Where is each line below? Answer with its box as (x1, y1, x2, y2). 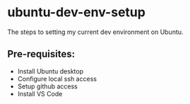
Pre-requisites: (7, 48, 76, 60)
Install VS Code (17, 89, 63, 98)
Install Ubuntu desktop (17, 67, 83, 75)
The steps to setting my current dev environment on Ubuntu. (7, 28, 184, 36)
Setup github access (17, 82, 78, 91)
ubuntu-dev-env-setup (7, 4, 146, 21)
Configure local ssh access (17, 74, 97, 83)
